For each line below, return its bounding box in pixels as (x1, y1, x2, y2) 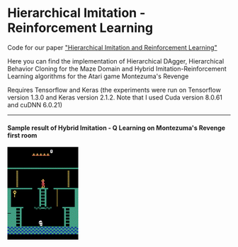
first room (7, 131, 38, 139)
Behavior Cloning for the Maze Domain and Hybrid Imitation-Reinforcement (7, 64, 227, 73)
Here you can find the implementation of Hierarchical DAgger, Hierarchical (7, 56, 225, 65)
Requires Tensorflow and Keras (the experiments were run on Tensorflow (7, 85, 221, 94)
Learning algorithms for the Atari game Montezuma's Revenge (7, 72, 189, 80)
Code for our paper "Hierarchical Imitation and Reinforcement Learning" (7, 43, 217, 52)
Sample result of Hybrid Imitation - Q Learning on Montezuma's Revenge (7, 123, 225, 132)
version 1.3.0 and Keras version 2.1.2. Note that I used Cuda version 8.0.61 (7, 93, 223, 102)
